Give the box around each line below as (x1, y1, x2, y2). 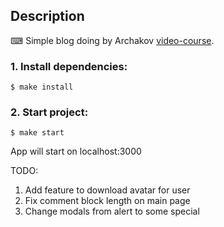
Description (10, 8, 85, 25)
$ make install (10, 82, 74, 93)
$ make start (10, 128, 65, 138)
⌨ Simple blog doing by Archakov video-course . (10, 34, 215, 46)
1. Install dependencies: (10, 59, 128, 73)
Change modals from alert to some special (24, 205, 200, 218)
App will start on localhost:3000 (10, 145, 142, 158)
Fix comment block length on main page (24, 195, 191, 207)
